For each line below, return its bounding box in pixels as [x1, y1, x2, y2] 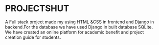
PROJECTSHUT [5, 3, 69, 14]
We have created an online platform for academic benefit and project [5, 29, 144, 35]
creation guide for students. [5, 34, 61, 40]
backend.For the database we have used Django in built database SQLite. [5, 24, 153, 30]
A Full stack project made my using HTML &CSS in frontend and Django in [5, 19, 154, 25]
